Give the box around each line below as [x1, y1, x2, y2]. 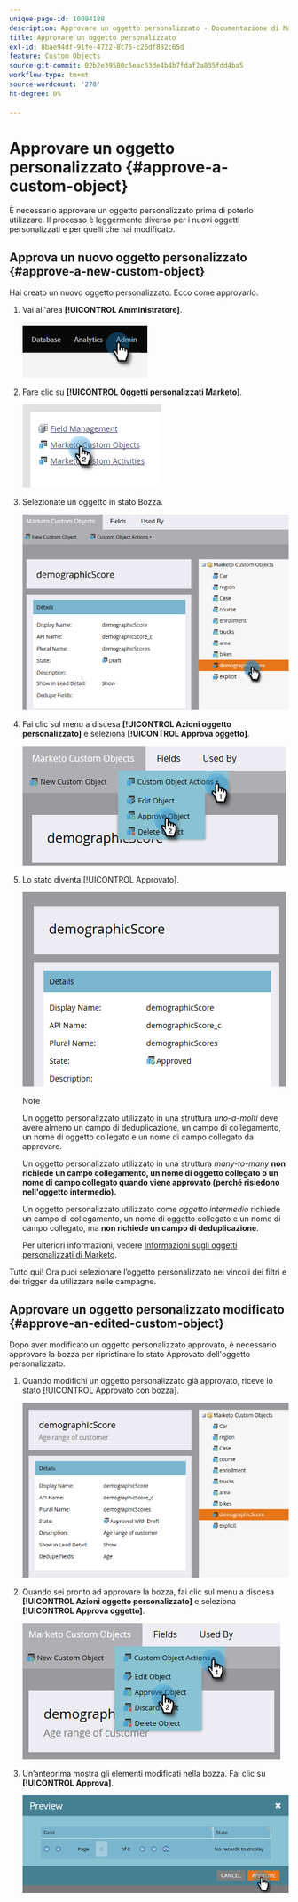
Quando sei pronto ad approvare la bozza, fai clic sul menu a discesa [21, 1586, 275, 1597]
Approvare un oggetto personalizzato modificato [9, 1302, 286, 1317]
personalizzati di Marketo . [21, 1250, 118, 1260]
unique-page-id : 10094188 [9, 14, 105, 23]
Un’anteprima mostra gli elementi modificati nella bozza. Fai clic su [21, 1768, 266, 1778]
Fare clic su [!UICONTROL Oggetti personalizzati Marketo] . [21, 387, 242, 397]
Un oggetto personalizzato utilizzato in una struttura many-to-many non [21, 1158, 286, 1169]
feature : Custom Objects [9, 52, 101, 61]
